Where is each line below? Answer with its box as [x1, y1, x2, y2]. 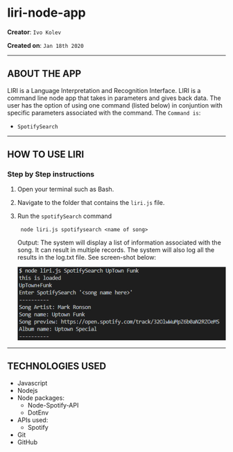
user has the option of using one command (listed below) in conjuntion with [7, 101, 223, 109]
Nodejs [17, 386, 38, 394]
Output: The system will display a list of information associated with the [17, 238, 222, 247]
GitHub [17, 437, 38, 446]
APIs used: [17, 415, 49, 424]
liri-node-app [7, 5, 86, 21]
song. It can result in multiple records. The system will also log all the [17, 246, 215, 254]
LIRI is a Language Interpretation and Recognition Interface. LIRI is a [7, 86, 201, 94]
